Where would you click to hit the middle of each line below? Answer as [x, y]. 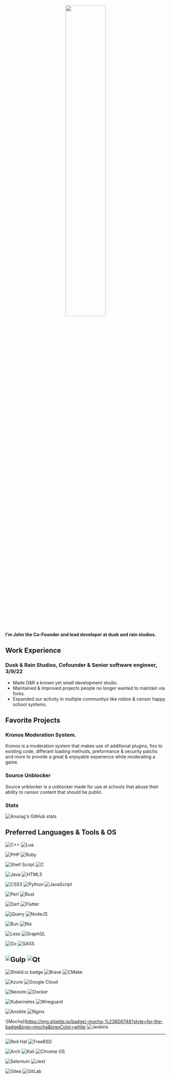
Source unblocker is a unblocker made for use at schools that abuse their [82, 787]
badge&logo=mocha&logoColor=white [46, 1027]
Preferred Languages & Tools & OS [61, 832]
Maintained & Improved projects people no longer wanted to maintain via [89, 688]
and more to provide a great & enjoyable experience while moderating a [80, 757]
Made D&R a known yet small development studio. [65, 682]
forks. [19, 693]
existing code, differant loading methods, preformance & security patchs [81, 751]
